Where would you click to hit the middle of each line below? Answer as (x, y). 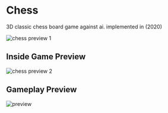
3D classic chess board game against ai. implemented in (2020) (84, 27)
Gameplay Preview (42, 90)
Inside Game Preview (46, 57)
